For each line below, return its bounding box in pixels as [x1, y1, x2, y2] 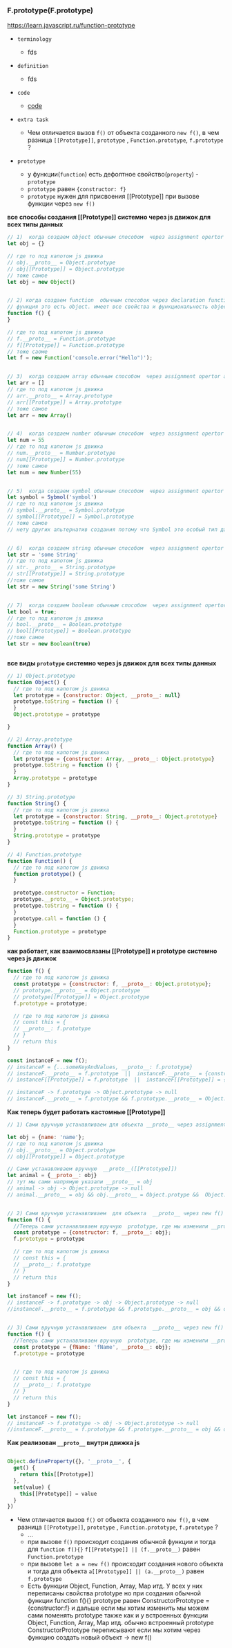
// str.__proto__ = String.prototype [7, 564, 116, 571]
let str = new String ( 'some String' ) [7, 583, 116, 590]
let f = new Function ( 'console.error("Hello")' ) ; [7, 355, 153, 361]
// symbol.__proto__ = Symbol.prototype [7, 507, 126, 514]
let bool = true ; [7, 608, 57, 615]
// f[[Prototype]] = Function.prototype [7, 341, 126, 348]
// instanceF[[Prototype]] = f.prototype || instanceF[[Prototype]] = [7, 1076, 221, 1084]
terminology [17, 36, 52, 43]
